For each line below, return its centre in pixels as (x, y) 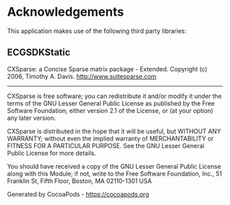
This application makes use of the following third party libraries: (97, 31)
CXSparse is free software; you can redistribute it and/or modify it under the (115, 96)
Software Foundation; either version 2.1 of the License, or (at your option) (110, 110)
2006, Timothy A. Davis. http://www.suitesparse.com (82, 76)
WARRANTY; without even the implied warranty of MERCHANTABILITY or (111, 138)
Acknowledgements (66, 12)
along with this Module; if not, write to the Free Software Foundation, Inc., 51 (115, 173)
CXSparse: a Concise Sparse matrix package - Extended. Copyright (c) (107, 69)
